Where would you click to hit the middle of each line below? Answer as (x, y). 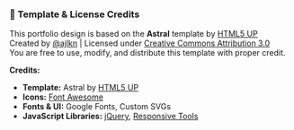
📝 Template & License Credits (75, 14)
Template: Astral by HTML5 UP (80, 88)
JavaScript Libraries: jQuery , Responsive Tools (110, 117)
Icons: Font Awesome (62, 97)
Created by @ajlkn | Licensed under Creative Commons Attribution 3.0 (140, 43)
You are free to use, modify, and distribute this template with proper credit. (147, 53)
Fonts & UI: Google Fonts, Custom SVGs (97, 107)
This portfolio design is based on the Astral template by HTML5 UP (134, 34)
